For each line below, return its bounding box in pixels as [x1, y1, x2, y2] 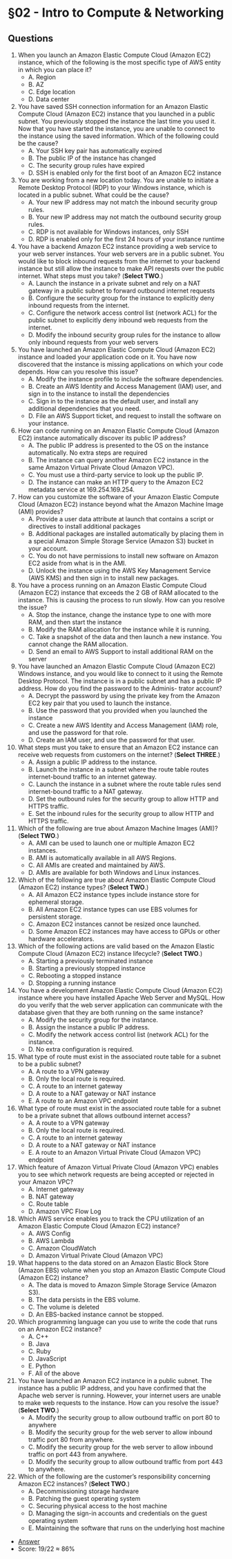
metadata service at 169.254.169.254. [28, 485, 135, 494]
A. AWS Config [28, 1229, 71, 1237]
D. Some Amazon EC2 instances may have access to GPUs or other [28, 927, 220, 935]
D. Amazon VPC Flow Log [28, 1208, 101, 1215]
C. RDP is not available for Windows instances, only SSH [28, 227, 189, 236]
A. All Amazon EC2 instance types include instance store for [28, 891, 200, 898]
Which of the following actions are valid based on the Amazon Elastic [17, 942, 215, 950]
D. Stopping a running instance [28, 979, 117, 987]
